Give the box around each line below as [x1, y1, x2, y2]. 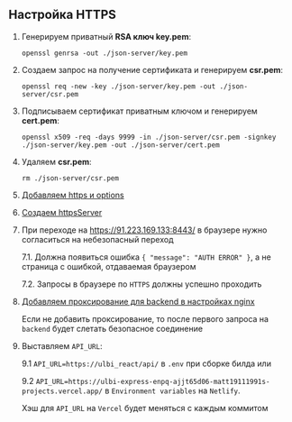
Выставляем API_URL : [21, 340, 103, 351]
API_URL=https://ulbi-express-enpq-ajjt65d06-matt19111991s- [35, 377, 270, 386]
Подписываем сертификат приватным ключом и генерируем [21, 105, 258, 116]
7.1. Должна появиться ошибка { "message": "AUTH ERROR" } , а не [21, 252, 271, 262]
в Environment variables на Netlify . [104, 385, 241, 396]
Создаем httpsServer [21, 206, 103, 217]
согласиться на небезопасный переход [21, 234, 174, 244]
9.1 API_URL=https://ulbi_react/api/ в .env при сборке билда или [21, 358, 272, 369]
